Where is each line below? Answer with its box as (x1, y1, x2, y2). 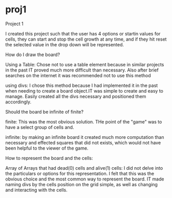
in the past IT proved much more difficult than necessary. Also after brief (5, 67, 159, 73)
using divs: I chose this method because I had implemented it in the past (5, 82, 158, 88)
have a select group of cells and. (5, 124, 74, 130)
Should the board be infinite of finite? (5, 109, 83, 115)
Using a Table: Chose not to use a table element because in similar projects (5, 61, 164, 67)
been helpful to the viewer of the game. (5, 145, 89, 151)
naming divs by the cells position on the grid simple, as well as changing (5, 181, 158, 187)
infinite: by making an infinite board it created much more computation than (5, 134, 164, 140)
